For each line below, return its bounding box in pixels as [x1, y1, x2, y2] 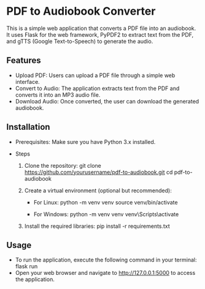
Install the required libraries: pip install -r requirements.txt [24, 222, 170, 230]
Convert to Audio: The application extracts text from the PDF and [15, 84, 180, 92]
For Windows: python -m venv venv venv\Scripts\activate [33, 210, 179, 218]
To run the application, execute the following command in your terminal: [15, 256, 197, 264]
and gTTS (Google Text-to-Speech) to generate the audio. [6, 37, 153, 45]
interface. [15, 78, 40, 85]
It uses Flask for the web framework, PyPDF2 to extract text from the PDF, [6, 31, 194, 38]
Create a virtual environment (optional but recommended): [24, 187, 172, 194]
